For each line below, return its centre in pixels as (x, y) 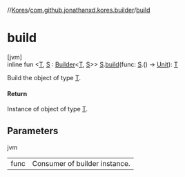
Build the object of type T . (44, 77)
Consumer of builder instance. (81, 163)
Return (17, 93)
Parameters (33, 131)
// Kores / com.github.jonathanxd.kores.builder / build (79, 10)
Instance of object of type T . (48, 109)
